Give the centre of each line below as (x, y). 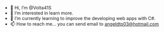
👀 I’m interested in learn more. (42, 13)
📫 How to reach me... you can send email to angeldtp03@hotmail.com (84, 24)
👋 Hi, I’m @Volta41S (31, 8)
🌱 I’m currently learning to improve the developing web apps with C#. (83, 18)
